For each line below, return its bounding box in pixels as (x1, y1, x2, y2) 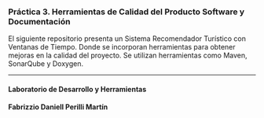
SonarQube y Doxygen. (8, 59, 84, 68)
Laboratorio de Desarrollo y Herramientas (8, 84, 147, 94)
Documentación (8, 16, 71, 27)
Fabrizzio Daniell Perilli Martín (8, 102, 108, 112)
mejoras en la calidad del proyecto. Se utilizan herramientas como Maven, (8, 50, 247, 61)
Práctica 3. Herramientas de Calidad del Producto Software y (8, 6, 245, 17)
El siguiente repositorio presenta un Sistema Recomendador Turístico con (8, 34, 246, 43)
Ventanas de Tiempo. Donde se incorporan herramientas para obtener (8, 42, 236, 52)
